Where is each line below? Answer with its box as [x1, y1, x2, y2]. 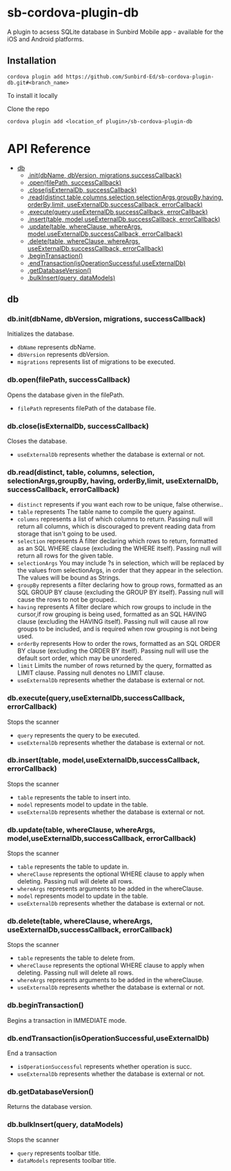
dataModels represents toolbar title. [17, 1156, 117, 1164]
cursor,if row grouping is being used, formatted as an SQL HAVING [17, 610, 207, 618]
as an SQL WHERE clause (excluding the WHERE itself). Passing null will [17, 544, 222, 553]
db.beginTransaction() [7, 1001, 84, 1010]
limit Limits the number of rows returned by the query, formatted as [17, 662, 212, 670]
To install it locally [7, 91, 58, 99]
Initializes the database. [7, 329, 74, 338]
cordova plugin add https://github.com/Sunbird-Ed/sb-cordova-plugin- [7, 73, 214, 80]
